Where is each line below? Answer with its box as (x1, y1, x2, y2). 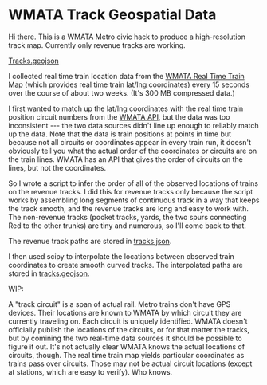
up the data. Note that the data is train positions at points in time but (8, 129, 232, 139)
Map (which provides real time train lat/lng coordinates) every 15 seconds (8, 80, 249, 89)
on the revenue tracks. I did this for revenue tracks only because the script (8, 187, 253, 196)
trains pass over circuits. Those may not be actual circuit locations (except (8, 359, 253, 368)
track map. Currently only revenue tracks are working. (8, 40, 186, 49)
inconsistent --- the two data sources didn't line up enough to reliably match (8, 120, 259, 130)
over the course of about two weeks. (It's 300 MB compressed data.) (8, 88, 235, 97)
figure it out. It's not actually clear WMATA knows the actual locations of (8, 341, 245, 352)
